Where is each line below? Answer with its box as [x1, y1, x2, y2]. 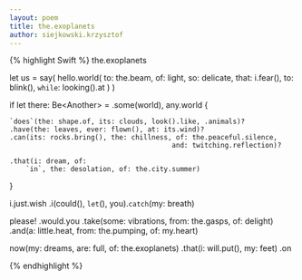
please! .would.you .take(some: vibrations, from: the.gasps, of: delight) [9, 216, 274, 227]
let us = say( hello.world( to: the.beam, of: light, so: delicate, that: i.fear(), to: [9, 72, 294, 83]
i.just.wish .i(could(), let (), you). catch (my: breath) [9, 198, 195, 209]
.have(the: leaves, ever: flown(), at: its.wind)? [9, 125, 205, 134]
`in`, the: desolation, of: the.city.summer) [25, 165, 201, 174]
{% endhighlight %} [9, 260, 83, 272]
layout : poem [9, 13, 59, 23]
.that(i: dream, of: [9, 157, 88, 166]
